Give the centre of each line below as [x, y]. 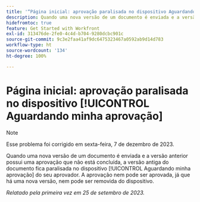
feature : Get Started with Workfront [53, 28]
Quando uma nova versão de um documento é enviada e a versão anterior [97, 156]
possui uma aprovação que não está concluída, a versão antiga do [87, 162]
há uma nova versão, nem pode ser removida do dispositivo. [80, 181]
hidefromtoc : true [29, 23]
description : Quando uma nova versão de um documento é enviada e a [93, 17]
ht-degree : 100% [26, 56]
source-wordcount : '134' [37, 51]
